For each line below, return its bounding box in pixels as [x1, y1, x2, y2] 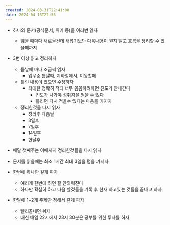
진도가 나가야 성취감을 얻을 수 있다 [35, 92, 104, 98]
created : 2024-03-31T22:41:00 [5, 7, 70, 13]
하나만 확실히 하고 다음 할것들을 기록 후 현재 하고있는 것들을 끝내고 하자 [20, 186, 162, 192]
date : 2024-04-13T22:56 [5, 12, 56, 17]
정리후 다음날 [28, 110, 55, 117]
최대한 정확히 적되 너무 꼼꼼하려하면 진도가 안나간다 [28, 85, 131, 91]
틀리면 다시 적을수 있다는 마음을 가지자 [35, 98, 112, 104]
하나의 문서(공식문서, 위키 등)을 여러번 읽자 [12, 27, 98, 33]
